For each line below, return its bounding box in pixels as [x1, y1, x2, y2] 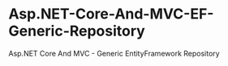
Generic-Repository [8, 22, 146, 40]
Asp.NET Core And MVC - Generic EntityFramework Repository [8, 48, 221, 58]
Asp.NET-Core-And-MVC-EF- [8, 5, 214, 23]
